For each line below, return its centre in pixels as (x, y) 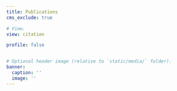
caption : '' (27, 73)
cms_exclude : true (29, 18)
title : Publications (32, 12)
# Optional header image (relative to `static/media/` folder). (89, 61)
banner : (16, 67)
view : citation (25, 34)
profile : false (25, 45)
